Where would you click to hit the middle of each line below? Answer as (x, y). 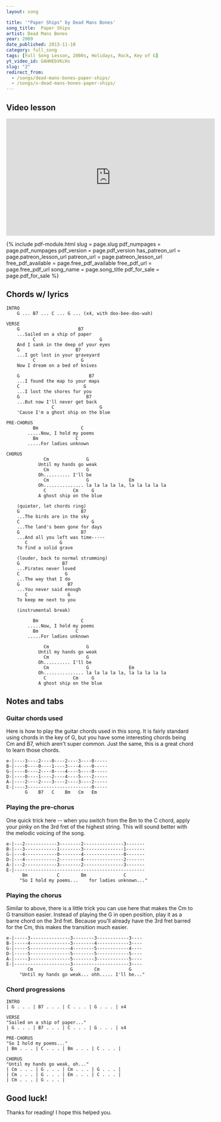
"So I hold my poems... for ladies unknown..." (83, 880)
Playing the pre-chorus (40, 807)
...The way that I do (43, 579)
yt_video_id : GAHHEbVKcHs (38, 61)
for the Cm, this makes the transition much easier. (67, 927)
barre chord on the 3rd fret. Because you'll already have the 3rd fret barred (98, 921)
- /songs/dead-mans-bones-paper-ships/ (61, 78)
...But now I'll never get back (57, 402)
